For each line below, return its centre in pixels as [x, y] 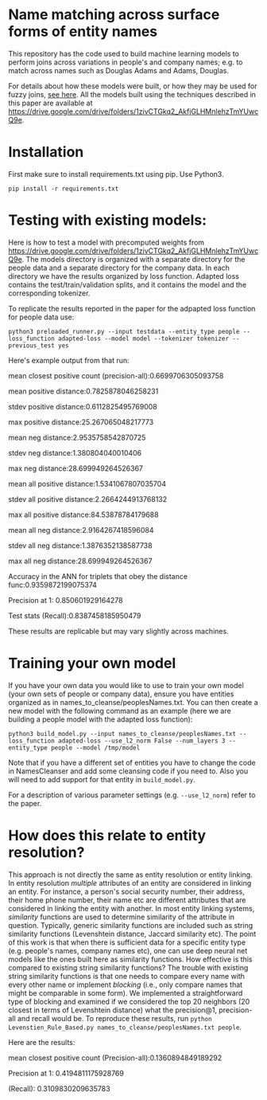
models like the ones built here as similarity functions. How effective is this [130, 959]
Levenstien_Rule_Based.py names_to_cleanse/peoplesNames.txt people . [125, 1027]
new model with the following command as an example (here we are [120, 710]
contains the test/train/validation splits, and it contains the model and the [128, 284]
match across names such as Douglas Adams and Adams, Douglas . [118, 70]
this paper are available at [50, 103]
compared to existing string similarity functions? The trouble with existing [128, 967]
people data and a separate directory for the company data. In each [119, 268]
